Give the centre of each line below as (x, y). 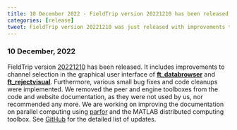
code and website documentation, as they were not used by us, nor (105, 96)
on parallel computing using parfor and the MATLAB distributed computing (116, 111)
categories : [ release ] (41, 20)
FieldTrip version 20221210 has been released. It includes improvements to (116, 67)
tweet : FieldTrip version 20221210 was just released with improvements (116, 27)
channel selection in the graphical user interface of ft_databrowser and (111, 74)
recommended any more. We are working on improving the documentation (116, 104)
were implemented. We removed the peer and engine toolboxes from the (113, 89)
